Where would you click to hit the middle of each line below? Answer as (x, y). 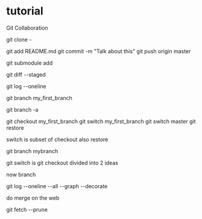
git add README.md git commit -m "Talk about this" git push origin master (99, 51)
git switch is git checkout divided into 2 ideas (62, 163)
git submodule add (30, 63)
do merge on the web (33, 198)
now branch (21, 174)
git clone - (19, 39)
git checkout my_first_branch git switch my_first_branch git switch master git (101, 121)
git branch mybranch (32, 151)
